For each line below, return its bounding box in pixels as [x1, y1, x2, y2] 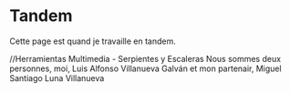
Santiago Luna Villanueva [9, 72, 105, 83]
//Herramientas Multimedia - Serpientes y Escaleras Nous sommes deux [9, 53, 281, 64]
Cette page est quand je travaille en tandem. [9, 36, 176, 46]
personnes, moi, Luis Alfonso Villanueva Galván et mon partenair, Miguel [9, 63, 282, 74]
